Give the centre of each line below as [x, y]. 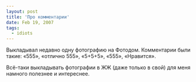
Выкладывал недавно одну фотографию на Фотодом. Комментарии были [98, 50]
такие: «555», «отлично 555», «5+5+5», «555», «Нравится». [81, 56]
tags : [13, 28]
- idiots [22, 33]
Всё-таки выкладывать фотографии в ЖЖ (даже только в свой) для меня [98, 67]
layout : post [22, 11]
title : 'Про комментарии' [38, 17]
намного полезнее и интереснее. [48, 74]
